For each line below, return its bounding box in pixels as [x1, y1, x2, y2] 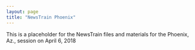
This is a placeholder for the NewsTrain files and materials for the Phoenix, [6, 30, 189, 37]
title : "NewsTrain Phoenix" [6, 14, 76, 20]
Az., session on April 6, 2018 [6, 37, 76, 44]
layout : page [6, 8, 39, 15]
